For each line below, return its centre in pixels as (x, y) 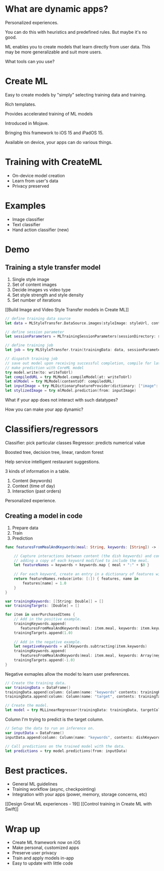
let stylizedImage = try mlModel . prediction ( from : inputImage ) (71, 391)
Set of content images (34, 284)
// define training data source (38, 318)
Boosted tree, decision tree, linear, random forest (54, 452)
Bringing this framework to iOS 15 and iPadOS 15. (54, 133)
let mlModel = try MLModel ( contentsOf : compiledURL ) (60, 381)
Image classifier (28, 219)
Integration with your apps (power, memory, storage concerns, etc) (80, 795)
